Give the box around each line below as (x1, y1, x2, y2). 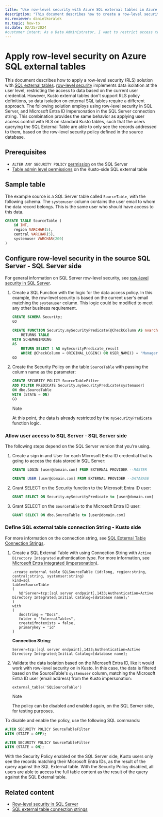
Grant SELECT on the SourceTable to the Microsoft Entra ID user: (12, 503, 141, 509)
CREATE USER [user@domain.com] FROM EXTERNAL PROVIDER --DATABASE (12, 476, 149, 481)
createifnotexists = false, (18, 620, 76, 626)
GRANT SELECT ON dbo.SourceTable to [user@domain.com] (12, 512, 126, 518)
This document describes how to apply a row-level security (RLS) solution (5, 77, 153, 83)
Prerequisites (5, 148, 47, 156)
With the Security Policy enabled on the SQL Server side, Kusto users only (5, 753, 154, 760)
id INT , (14, 223, 29, 228)
